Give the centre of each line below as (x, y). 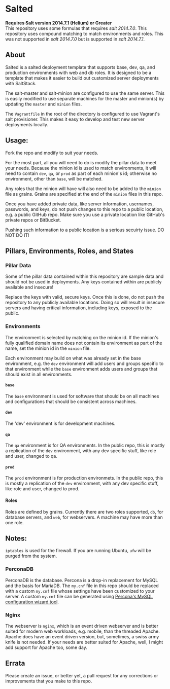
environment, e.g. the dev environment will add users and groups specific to (84, 364)
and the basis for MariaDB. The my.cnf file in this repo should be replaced (82, 586)
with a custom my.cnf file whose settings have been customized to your (80, 591)
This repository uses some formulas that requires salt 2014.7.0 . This (76, 28)
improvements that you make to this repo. (49, 681)
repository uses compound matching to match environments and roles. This (84, 33)
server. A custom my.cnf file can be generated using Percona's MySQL (79, 596)
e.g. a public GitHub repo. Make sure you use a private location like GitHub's (85, 214)
